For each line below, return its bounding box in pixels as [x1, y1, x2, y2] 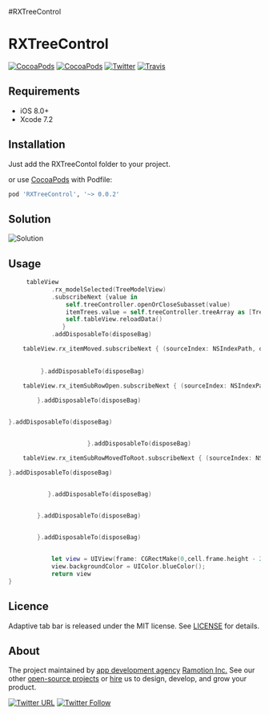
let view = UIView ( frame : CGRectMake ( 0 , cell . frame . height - [50, 555, 256, 563]
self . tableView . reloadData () [65, 315, 163, 323]
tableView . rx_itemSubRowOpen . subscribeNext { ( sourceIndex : [22, 381, 227, 390]
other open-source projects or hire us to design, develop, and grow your [8, 674, 247, 684]
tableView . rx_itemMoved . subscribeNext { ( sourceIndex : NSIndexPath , [22, 345, 256, 353]
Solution [8, 212, 51, 225]
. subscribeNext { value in [50, 293, 138, 301]
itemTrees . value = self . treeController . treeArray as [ [65, 308, 252, 316]
